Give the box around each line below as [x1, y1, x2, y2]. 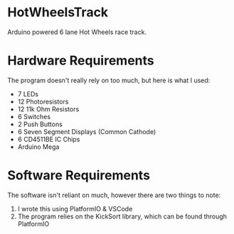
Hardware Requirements [7, 52, 154, 69]
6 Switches [17, 112, 51, 121]
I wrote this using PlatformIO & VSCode [17, 204, 133, 213]
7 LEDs [17, 89, 39, 98]
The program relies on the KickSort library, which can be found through [17, 212, 228, 221]
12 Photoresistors [17, 97, 69, 106]
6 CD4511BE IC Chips [17, 135, 80, 143]
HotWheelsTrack [7, 4, 109, 21]
